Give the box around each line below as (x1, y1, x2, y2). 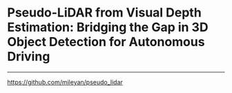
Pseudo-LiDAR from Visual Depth (7, 5, 202, 21)
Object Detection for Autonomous (7, 34, 205, 50)
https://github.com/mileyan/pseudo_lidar (7, 78, 123, 86)
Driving (7, 49, 50, 65)
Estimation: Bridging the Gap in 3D (7, 19, 209, 35)
